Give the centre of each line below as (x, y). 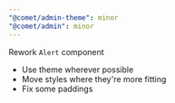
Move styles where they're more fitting (94, 79)
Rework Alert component (57, 51)
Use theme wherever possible (78, 70)
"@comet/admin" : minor (51, 26)
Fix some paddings (57, 89)
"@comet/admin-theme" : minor (63, 18)
